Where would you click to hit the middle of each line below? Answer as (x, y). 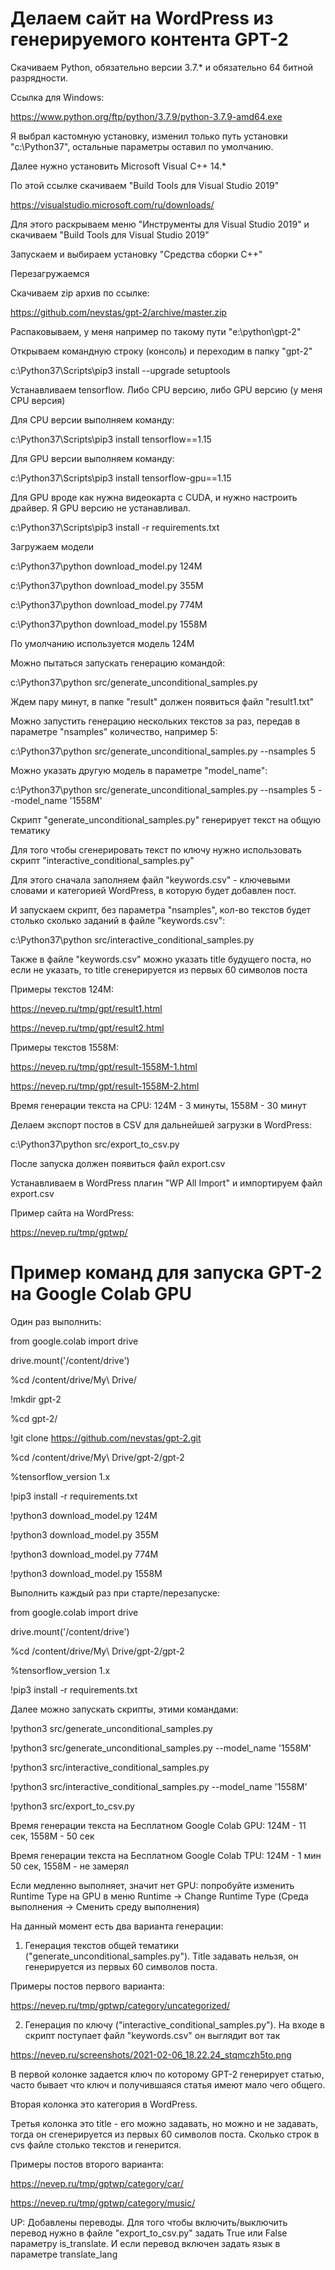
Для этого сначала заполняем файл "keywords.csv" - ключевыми (150, 879)
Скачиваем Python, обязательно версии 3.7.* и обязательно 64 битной (162, 67)
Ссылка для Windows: (57, 97)
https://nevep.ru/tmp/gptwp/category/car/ (97, 2183)
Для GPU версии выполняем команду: (92, 458)
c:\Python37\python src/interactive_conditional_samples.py (132, 939)
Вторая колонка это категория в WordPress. (104, 2104)
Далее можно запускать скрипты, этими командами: (124, 1709)
